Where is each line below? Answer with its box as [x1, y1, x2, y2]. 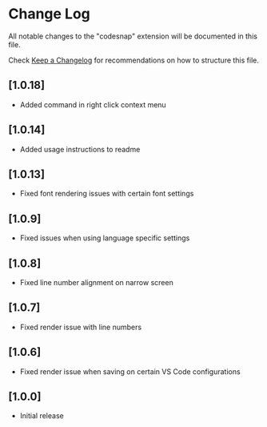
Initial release [19, 411, 64, 421]
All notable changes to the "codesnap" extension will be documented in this [8, 31, 258, 41]
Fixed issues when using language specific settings [19, 233, 190, 243]
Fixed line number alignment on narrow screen [19, 278, 173, 287]
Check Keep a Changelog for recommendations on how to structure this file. [8, 55, 260, 65]
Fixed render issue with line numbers [19, 322, 142, 332]
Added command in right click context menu [19, 99, 166, 109]
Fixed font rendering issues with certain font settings [19, 189, 194, 199]
